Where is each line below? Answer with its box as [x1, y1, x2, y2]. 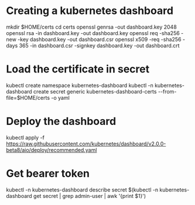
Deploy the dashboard [6, 115, 117, 128]
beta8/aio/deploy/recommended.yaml [6, 146, 97, 153]
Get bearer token [6, 167, 90, 180]
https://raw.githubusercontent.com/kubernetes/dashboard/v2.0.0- [6, 140, 166, 147]
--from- [158, 88, 177, 95]
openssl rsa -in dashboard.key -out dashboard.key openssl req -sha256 [6, 29, 180, 36]
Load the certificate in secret [6, 62, 150, 76]
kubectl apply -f [6, 134, 45, 141]
